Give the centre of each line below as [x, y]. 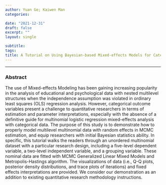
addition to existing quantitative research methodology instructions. [74, 177]
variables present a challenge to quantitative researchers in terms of [75, 109]
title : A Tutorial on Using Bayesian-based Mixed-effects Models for [78, 55]
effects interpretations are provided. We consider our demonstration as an [81, 172]
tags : [11, 50]
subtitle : [15, 46]
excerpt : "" [17, 33]
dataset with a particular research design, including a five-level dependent [81, 145]
